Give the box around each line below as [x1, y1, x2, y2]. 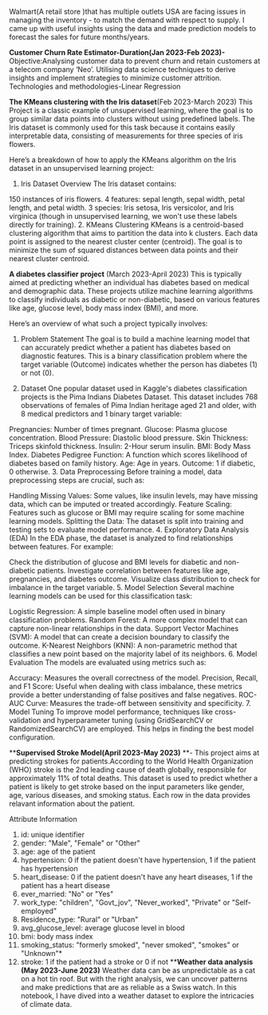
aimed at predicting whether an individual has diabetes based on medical [9, 278, 250, 287]
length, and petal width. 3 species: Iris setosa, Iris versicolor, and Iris [9, 203, 235, 212]
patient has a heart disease [20, 881, 111, 890]
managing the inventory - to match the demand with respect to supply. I [9, 15, 245, 25]
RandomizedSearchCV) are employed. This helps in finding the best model [9, 724, 254, 733]
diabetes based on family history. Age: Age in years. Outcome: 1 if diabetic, [9, 458, 256, 468]
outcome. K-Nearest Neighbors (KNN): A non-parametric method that [9, 640, 238, 650]
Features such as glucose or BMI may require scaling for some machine [9, 508, 245, 517]
